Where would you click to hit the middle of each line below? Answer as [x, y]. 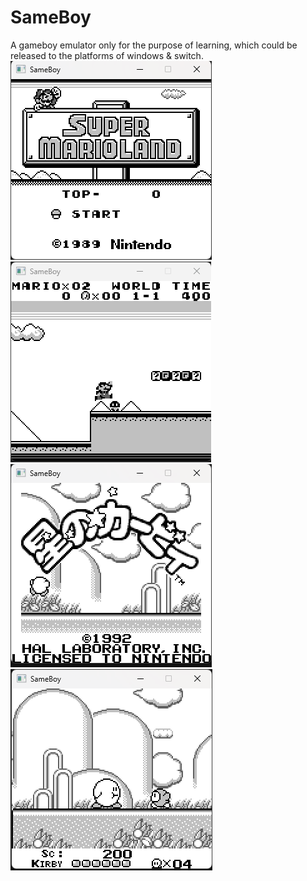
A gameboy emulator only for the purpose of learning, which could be [154, 45]
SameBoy [51, 17]
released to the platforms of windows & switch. [107, 55]
